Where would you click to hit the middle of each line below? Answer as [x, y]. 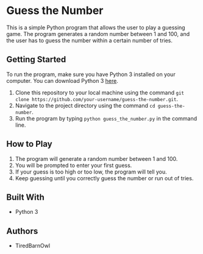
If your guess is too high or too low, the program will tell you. [91, 172]
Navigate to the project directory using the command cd [85, 105]
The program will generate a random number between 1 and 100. [96, 158]
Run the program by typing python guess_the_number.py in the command [106, 118]
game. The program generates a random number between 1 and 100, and [98, 34]
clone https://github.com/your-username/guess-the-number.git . [97, 99]
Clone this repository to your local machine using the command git [100, 93]
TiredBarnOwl [33, 246]
